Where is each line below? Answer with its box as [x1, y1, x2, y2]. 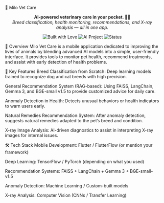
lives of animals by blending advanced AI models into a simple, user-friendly [5, 49, 159, 54]
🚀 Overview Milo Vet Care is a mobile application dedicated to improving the [5, 44, 159, 49]
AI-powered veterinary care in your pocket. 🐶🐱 [34, 14, 131, 20]
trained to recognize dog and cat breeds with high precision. [5, 74, 127, 79]
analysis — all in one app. [56, 24, 109, 30]
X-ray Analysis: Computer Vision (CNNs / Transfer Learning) [5, 192, 127, 198]
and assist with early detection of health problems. [5, 59, 108, 65]
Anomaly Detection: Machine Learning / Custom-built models [5, 183, 129, 188]
